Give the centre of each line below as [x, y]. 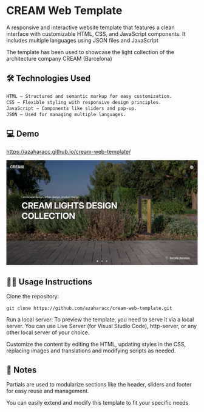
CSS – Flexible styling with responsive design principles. [84, 102]
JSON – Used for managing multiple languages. [66, 114]
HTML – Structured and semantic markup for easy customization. [89, 96]
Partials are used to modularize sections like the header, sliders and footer [99, 385]
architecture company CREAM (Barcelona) [59, 58]
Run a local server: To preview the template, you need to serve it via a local [100, 320]
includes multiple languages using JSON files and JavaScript [83, 40]
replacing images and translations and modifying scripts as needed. [91, 351]
